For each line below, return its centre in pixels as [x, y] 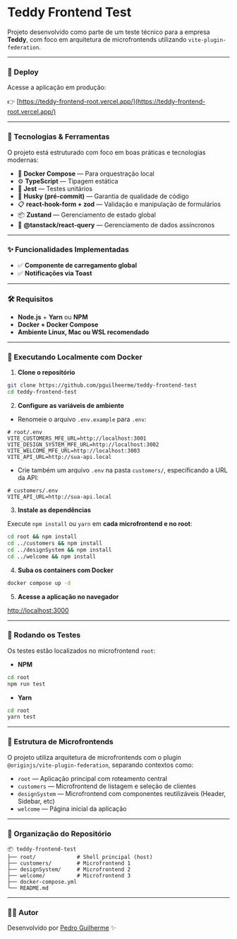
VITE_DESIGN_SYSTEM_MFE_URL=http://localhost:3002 [83, 445]
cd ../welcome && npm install [52, 557]
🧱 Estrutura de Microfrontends [61, 742]
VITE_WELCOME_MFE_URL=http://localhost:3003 [74, 451]
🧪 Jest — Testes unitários [55, 188]
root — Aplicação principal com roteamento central [92, 778]
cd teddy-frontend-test [42, 392]
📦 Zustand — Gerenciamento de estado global [87, 215]
